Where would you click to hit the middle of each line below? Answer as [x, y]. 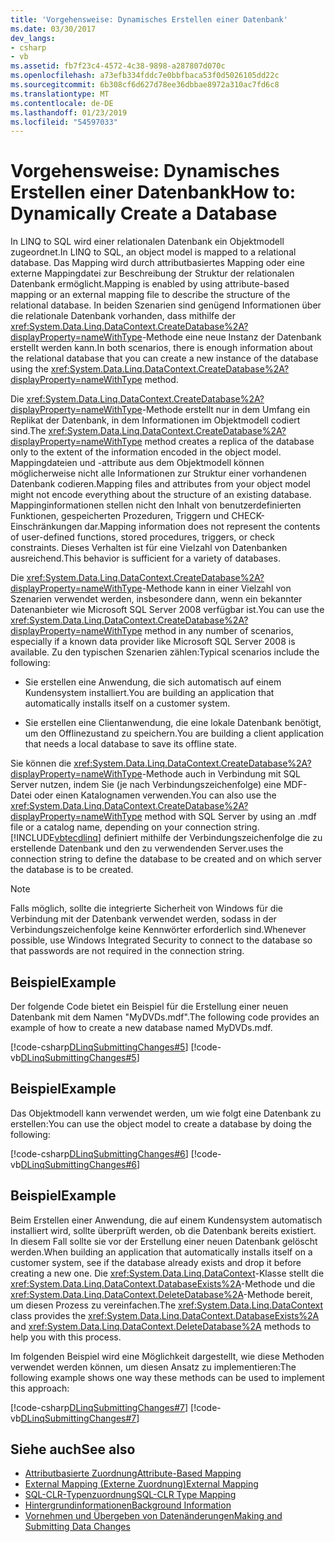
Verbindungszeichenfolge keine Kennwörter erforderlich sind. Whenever [158, 930]
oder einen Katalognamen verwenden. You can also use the [155, 795]
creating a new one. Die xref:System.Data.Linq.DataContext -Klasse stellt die [167, 1273]
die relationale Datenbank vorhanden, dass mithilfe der [123, 316]
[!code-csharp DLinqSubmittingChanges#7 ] [99, 1407]
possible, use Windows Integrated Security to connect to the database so [161, 940]
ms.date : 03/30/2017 [53, 29]
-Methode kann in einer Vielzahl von [216, 588]
